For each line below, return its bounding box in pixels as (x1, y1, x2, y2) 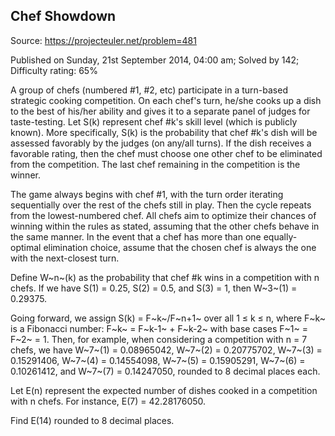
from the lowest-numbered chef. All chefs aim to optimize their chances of (10, 209, 317, 221)
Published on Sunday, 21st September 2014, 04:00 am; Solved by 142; (10, 54, 300, 66)
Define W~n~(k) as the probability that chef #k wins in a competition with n (10, 271, 320, 283)
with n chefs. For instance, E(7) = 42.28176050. (10, 395, 207, 407)
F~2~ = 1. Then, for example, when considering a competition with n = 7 (10, 333, 308, 345)
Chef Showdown (10, 8, 117, 25)
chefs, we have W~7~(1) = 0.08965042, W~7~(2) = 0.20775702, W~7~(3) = (10, 344, 323, 356)
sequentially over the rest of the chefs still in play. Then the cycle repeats (10, 199, 312, 211)
